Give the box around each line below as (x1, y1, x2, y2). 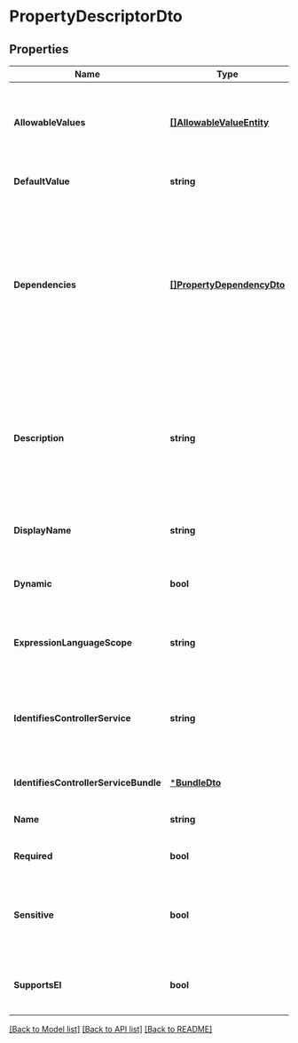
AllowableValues (13, 116, 86, 128)
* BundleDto (169, 776, 222, 789)
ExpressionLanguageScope (13, 637, 133, 648)
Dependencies (13, 278, 77, 291)
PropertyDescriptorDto (9, 6, 184, 27)
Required (13, 850, 53, 862)
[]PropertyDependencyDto (169, 278, 286, 291)
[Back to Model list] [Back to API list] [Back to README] (9, 1024, 213, 1034)
